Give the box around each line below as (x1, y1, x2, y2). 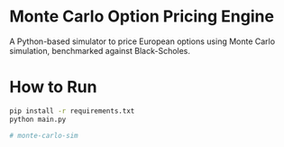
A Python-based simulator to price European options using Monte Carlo (9, 36, 276, 47)
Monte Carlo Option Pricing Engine (9, 6, 275, 27)
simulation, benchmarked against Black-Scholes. (9, 45, 191, 56)
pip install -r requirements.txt (9, 106, 135, 116)
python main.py (9, 115, 67, 124)
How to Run (9, 77, 97, 98)
